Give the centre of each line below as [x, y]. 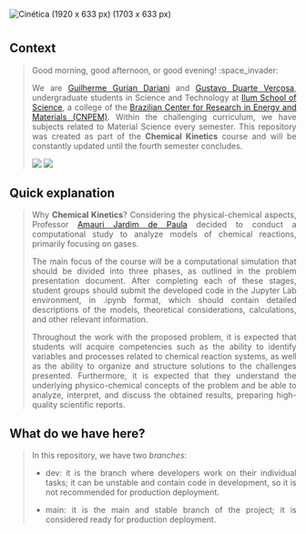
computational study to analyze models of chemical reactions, [164, 234]
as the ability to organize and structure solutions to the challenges [164, 366]
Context [33, 49]
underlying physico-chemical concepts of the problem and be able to [164, 386]
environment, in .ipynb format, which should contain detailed [164, 300]
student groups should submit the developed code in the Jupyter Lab [164, 290]
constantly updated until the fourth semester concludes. [137, 146]
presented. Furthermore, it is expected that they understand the [164, 376]
